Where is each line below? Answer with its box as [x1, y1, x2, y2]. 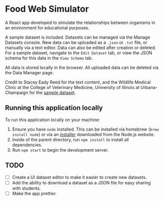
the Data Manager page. [5, 69, 54, 75]
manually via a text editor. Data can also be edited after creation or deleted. [5, 45, 156, 50]
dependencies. [12, 142, 42, 148]
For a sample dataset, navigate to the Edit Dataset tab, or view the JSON [5, 50, 152, 56]
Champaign [5, 89, 28, 95]
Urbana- [140, 84, 158, 90]
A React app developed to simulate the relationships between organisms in [5, 20, 155, 25]
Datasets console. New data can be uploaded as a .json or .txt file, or [5, 39, 147, 45]
